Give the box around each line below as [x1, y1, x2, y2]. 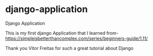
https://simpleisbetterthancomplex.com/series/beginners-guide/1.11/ [5, 35, 148, 41]
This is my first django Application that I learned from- [5, 30, 118, 36]
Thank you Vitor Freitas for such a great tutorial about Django [5, 45, 134, 51]
